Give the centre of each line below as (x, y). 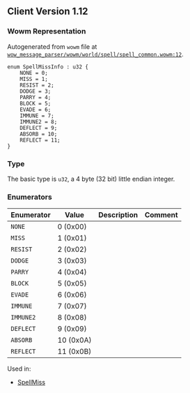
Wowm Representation (47, 31)
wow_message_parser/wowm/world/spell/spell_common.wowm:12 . (95, 54)
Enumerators (30, 197)
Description (118, 215)
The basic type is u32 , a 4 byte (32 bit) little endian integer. (91, 179)
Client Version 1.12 (48, 12)
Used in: (19, 369)
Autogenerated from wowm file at (52, 46)
